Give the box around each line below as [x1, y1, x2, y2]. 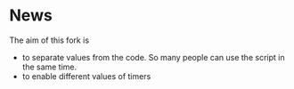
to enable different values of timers [21, 70, 151, 81]
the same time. [21, 61, 78, 72]
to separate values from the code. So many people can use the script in [21, 52, 285, 62]
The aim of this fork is [9, 35, 90, 45]
